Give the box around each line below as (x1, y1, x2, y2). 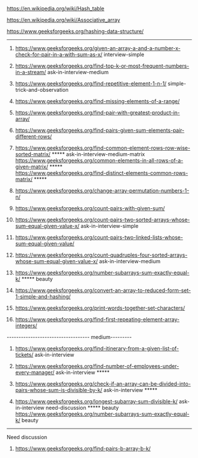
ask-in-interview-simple (80, 223, 139, 229)
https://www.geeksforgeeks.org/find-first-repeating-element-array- (15, 316, 180, 323)
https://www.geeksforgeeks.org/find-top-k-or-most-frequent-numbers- (15, 62, 190, 69)
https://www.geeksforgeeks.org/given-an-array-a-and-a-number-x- (15, 45, 181, 52)
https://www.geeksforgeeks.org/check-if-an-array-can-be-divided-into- (15, 380, 191, 387)
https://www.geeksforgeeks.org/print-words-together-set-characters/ (15, 304, 186, 311)
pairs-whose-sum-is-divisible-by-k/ (15, 387, 102, 393)
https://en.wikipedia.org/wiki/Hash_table (6, 5, 105, 12)
